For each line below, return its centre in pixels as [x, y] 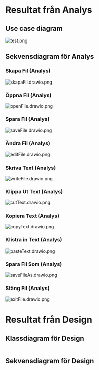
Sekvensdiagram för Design [50, 361]
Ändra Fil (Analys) [28, 143]
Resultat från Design [49, 320]
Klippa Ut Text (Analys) [34, 191]
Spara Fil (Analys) [27, 119]
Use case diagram [34, 29]
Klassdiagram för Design [45, 338]
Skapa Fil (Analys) [28, 71]
